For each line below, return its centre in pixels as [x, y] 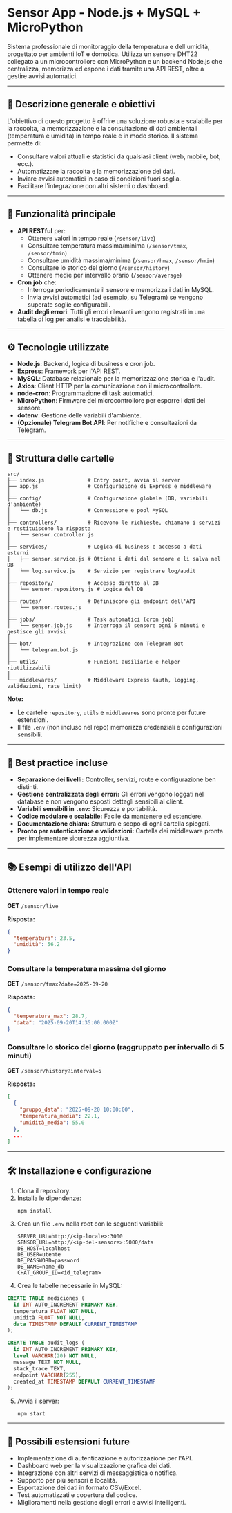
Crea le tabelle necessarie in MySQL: [70, 1286]
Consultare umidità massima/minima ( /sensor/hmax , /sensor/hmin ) [121, 260]
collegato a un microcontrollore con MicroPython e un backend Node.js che [115, 61]
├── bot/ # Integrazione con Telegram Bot [96, 644]
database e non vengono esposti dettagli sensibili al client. [100, 801]
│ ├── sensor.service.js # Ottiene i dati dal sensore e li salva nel [114, 559]
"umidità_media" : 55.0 [52, 1123]
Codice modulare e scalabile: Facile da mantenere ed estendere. [110, 816]
